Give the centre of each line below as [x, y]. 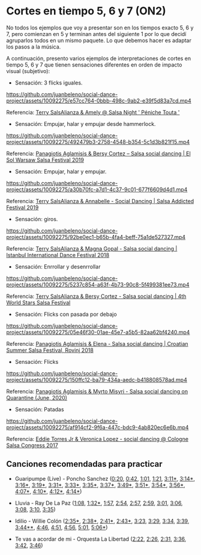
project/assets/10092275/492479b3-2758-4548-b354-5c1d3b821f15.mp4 [98, 141]
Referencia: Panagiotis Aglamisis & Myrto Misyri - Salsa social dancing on [97, 391]
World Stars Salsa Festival [38, 302]
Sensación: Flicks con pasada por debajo [66, 314]
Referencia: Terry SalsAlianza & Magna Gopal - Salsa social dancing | [92, 248]
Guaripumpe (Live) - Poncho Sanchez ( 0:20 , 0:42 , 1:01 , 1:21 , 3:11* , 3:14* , [105, 478]
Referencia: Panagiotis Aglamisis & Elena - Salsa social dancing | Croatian [97, 343]
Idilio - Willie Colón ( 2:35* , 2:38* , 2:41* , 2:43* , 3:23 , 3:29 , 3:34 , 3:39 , [102, 521]
